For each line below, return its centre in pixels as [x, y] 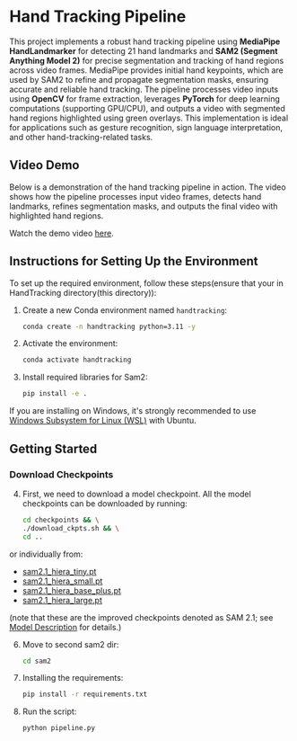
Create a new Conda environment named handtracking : [124, 310]
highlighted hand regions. [57, 215]
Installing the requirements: [73, 678]
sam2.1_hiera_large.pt [62, 600]
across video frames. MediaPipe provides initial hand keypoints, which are [147, 70]
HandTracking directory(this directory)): [83, 292]
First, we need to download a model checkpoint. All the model [136, 494]
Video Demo [44, 165]
